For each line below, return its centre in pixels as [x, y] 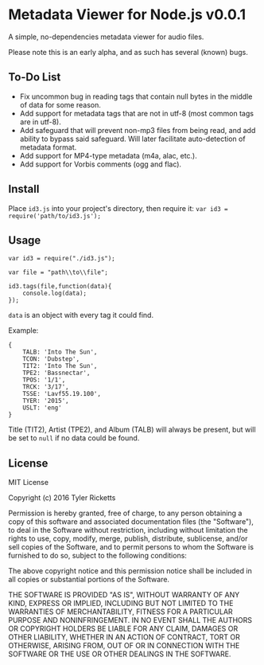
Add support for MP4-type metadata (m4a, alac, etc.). [108, 155]
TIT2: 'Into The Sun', [60, 366]
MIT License [29, 483]
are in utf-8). [40, 122]
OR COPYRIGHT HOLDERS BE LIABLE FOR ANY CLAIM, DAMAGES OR [123, 629]
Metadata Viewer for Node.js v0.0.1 [127, 15]
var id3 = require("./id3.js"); [62, 259]
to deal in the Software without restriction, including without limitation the [128, 530]
